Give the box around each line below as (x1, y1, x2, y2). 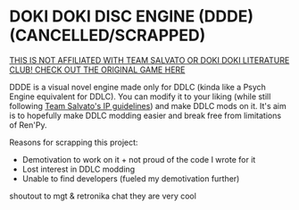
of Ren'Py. (9, 119, 47, 130)
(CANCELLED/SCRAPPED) (9, 25, 206, 46)
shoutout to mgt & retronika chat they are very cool (9, 190, 196, 201)
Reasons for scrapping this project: (9, 137, 138, 147)
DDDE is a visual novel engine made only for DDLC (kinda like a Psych (9, 81, 266, 92)
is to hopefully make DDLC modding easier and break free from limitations (9, 110, 282, 121)
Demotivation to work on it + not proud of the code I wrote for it (21, 154, 256, 164)
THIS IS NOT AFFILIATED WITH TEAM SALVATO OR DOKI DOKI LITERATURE (9, 55, 290, 65)
